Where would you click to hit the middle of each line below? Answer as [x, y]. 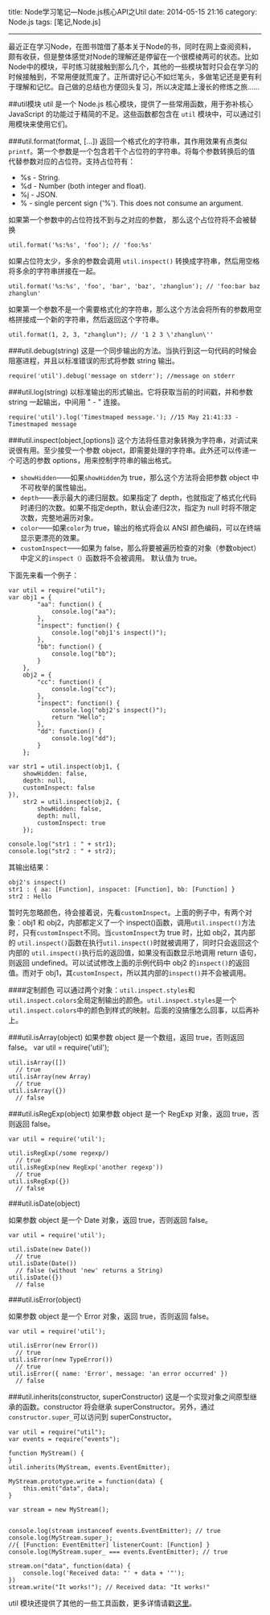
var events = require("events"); [64, 1439]
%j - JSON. [39, 195]
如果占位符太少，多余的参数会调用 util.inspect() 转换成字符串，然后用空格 [134, 261]
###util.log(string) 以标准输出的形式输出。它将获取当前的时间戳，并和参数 [131, 392]
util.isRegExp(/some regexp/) [59, 1153]
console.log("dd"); [84, 739]
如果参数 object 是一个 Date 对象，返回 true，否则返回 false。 [110, 1220]
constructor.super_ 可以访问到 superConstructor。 [92, 1417]
